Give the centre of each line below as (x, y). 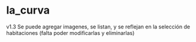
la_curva (28, 10)
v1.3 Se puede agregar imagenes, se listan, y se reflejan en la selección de (98, 27)
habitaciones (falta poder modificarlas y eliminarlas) (70, 33)
